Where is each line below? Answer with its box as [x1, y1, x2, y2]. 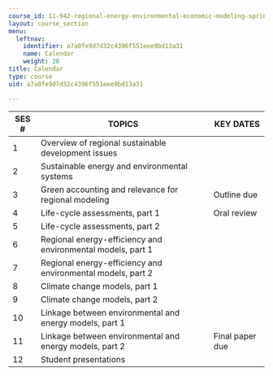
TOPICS [107, 118, 139, 129]
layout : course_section [8, 20, 89, 28]
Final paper [213, 330, 257, 342]
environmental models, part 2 [40, 267, 153, 278]
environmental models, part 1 [40, 243, 153, 255]
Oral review [213, 207, 258, 218]
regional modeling [40, 194, 110, 205]
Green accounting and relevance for [40, 184, 179, 195]
